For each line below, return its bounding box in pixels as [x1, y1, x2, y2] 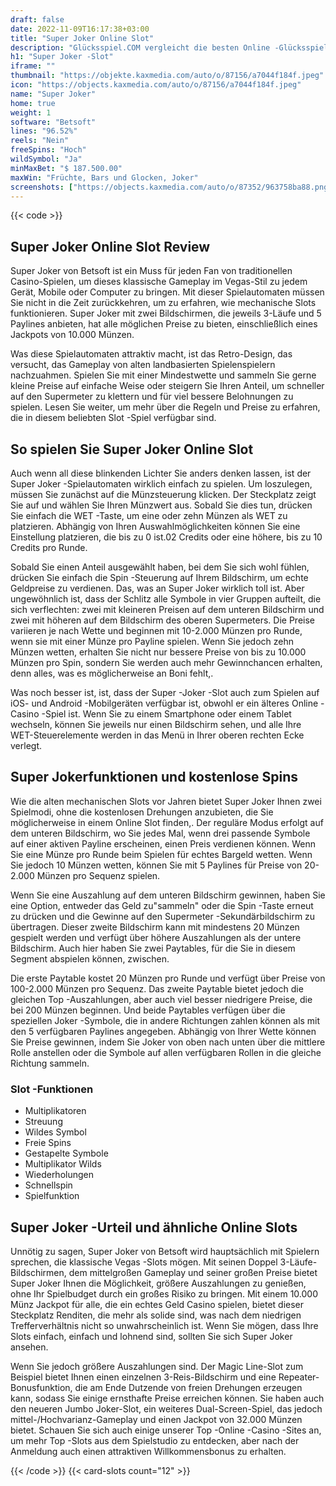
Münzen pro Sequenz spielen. [36, 869, 161, 881]
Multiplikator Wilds [24, 1158, 102, 1170]
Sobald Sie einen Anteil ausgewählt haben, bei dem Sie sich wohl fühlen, [10, 561, 310, 573]
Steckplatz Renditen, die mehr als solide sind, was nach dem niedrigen [10, 1309, 302, 1321]
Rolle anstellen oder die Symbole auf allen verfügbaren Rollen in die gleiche [10, 1046, 322, 1058]
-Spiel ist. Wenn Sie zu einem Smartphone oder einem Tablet [41, 708, 292, 720]
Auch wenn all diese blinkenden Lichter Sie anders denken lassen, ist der [10, 467, 312, 479]
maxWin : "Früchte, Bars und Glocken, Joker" [10, 172, 199, 183]
